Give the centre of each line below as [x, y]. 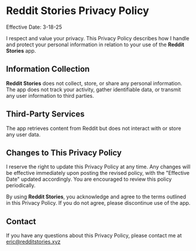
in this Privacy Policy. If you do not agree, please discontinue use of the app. [98, 203]
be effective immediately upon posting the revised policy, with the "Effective [98, 173]
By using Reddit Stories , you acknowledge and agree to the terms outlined [96, 197]
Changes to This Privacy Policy [64, 152]
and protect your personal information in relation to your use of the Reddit [95, 44]
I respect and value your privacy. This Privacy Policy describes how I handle [98, 38]
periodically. [21, 185]
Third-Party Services [45, 114]
